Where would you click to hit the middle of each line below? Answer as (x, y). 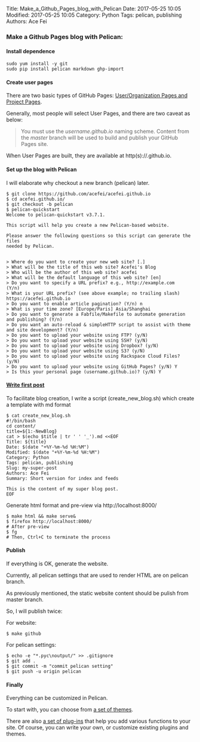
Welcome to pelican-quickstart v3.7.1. (56, 215)
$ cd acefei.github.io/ (36, 199)
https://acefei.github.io (38, 299)
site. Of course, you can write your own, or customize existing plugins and (98, 728)
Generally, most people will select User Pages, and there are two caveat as (98, 114)
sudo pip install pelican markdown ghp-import (65, 69)
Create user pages (30, 82)
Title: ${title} (26, 442)
